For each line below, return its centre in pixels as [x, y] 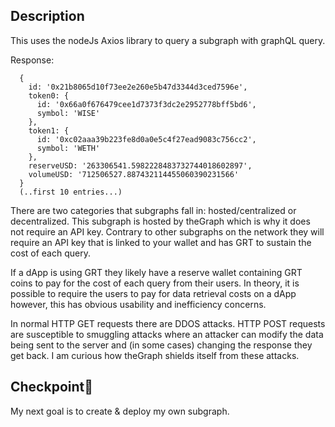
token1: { [49, 130]
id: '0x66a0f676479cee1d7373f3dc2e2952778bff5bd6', [146, 104]
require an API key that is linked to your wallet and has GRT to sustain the [161, 242]
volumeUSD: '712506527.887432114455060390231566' [134, 174]
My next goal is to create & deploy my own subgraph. [120, 411]
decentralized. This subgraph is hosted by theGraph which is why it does [160, 221]
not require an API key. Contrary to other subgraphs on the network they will [167, 231]
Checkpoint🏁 [52, 387]
